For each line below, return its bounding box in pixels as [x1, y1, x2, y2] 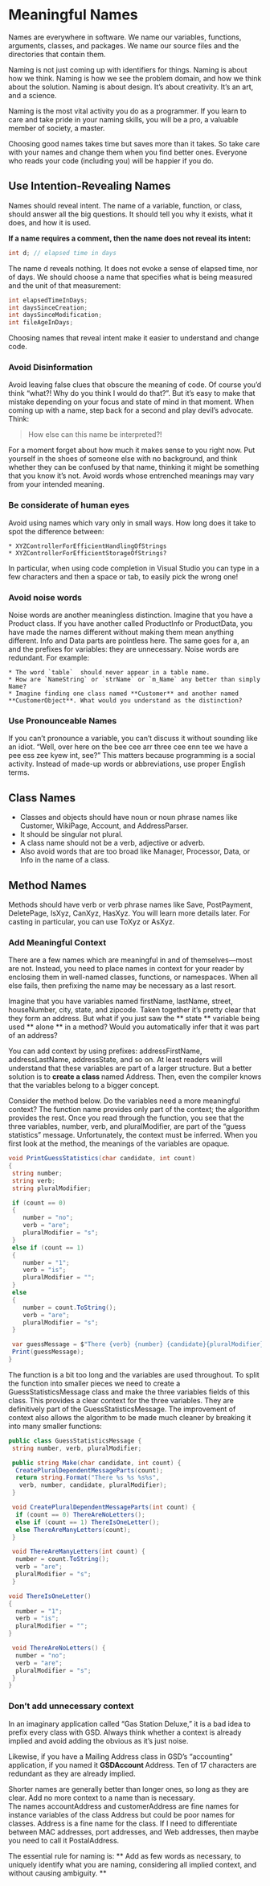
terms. [8, 768, 30, 777]
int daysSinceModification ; [8, 311, 103, 319]
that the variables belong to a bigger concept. [8, 1081, 160, 1090]
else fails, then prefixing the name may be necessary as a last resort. [8, 981, 237, 990]
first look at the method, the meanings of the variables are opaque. [8, 1139, 230, 1148]
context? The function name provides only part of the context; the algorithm [8, 1105, 260, 1114]
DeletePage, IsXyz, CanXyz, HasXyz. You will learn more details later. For [8, 908, 251, 918]
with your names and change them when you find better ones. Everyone [8, 147, 247, 157]
